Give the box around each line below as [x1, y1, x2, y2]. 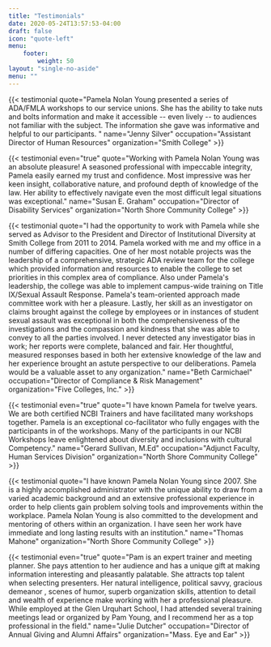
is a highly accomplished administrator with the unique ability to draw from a [8, 484, 263, 495]
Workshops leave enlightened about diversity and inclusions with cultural [8, 435, 252, 444]
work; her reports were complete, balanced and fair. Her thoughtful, [8, 341, 235, 351]
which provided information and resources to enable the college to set [8, 264, 243, 273]
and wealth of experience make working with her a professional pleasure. [8, 595, 253, 605]
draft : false [8, 27, 53, 35]
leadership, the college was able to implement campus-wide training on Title [8, 281, 264, 290]
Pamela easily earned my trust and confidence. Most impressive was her [8, 170, 251, 180]
